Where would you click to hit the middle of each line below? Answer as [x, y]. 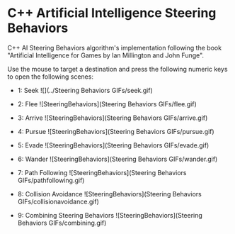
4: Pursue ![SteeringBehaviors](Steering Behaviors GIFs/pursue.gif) [116, 131]
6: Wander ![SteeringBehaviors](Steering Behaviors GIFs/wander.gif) [117, 159]
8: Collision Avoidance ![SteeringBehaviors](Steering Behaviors [109, 194]
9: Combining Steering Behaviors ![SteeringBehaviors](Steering [110, 215]
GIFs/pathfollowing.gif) [51, 180]
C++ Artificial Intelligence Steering [112, 13]
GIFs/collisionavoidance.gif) [58, 201]
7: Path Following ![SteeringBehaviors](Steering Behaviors [102, 172]
